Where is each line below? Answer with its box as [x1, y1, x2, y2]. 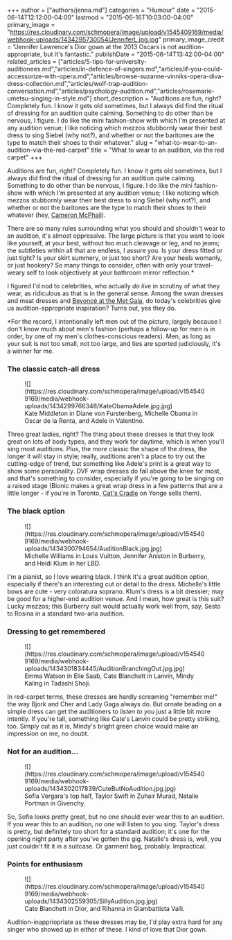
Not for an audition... [7, 747, 79, 756]
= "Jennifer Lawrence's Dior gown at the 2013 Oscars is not [7, 43, 177, 51]
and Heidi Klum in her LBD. [24, 559, 101, 567]
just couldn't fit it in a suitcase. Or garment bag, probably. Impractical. [7, 842, 206, 851]
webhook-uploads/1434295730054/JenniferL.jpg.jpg [7, 35, 159, 44]
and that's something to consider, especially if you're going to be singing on [7, 474, 224, 482]
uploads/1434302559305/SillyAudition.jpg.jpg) [24, 897, 158, 905]
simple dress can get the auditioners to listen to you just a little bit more [7, 707, 211, 715]
